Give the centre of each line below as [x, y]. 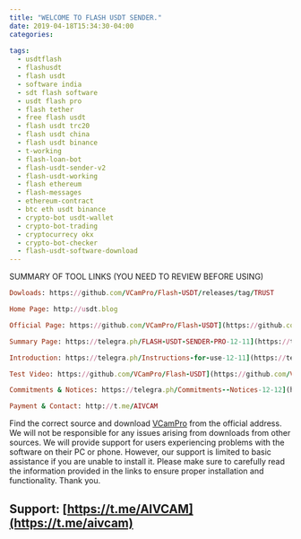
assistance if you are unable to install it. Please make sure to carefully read [147, 462]
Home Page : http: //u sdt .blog [64, 309]
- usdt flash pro [50, 101]
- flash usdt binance [58, 143]
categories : [31, 34]
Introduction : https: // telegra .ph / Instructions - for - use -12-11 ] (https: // [148, 358]
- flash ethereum [50, 185]
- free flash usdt [52, 117]
